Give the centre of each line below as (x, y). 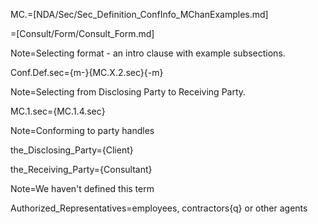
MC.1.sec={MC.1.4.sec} (58, 111)
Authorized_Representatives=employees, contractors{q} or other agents (159, 208)
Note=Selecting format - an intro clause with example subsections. (148, 53)
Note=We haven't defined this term (82, 188)
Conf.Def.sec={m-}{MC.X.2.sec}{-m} (87, 72)
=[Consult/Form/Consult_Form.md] (82, 33)
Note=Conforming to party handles (82, 130)
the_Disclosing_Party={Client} (72, 150)
